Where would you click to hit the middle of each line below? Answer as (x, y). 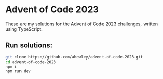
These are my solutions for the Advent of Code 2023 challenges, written (81, 24)
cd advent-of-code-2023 (31, 62)
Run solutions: (29, 45)
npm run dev (18, 71)
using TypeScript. (24, 29)
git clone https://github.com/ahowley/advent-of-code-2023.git (74, 57)
